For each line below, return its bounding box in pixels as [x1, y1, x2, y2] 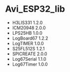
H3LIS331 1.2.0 [12, 20, 43, 25]
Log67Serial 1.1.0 [12, 56, 47, 62]
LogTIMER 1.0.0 [12, 40, 44, 46]
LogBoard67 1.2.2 [12, 35, 48, 41]
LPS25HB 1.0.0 [12, 30, 43, 36]
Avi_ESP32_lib [5, 3, 65, 15]
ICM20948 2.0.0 [12, 24, 46, 30]
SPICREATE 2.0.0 [12, 50, 48, 57]
